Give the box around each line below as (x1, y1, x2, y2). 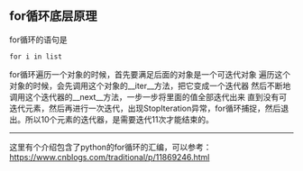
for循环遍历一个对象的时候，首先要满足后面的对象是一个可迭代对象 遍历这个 (9, 68, 291, 79)
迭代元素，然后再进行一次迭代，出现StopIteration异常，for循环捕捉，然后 (9, 103, 281, 113)
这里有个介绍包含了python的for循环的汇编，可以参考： (9, 141, 212, 152)
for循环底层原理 (9, 8, 97, 24)
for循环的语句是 (9, 34, 68, 45)
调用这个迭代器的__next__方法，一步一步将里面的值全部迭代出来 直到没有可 (9, 91, 288, 102)
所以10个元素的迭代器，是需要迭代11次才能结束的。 (24, 113, 214, 124)
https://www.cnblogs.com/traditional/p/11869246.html (9, 151, 210, 162)
